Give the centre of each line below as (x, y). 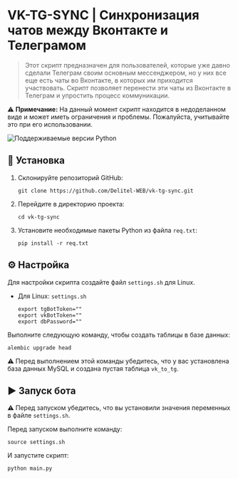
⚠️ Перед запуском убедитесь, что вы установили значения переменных (119, 408)
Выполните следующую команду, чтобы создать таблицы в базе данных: (119, 335)
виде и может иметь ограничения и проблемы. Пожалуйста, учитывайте (119, 117)
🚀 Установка (36, 160)
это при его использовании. (50, 124)
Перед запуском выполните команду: (65, 429)
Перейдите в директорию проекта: (71, 204)
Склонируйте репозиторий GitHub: (70, 177)
